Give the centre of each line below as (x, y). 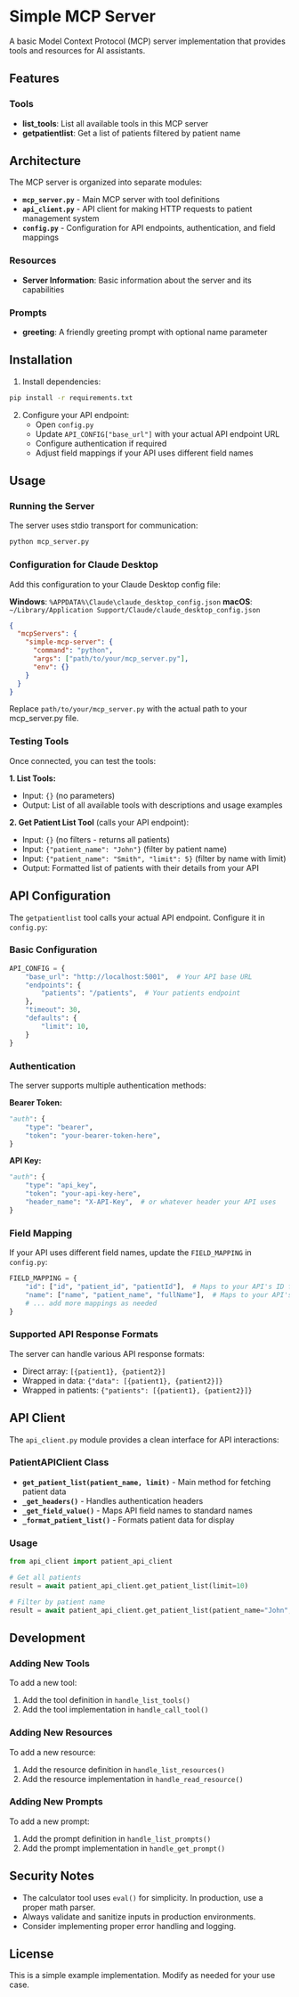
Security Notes (52, 1876)
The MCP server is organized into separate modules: (106, 182)
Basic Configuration (53, 949)
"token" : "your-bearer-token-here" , (93, 1135)
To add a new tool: (43, 1683)
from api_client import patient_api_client (91, 1562)
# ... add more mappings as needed (91, 1303)
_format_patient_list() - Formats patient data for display (128, 1520)
